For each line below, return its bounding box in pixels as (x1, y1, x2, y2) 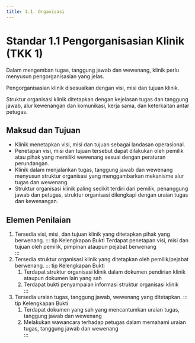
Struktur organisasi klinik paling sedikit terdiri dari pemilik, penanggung (14, 185, 188, 193)
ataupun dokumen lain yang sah (23, 275, 102, 282)
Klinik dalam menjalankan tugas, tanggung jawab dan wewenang (14, 166, 173, 174)
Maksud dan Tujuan (6, 125, 81, 135)
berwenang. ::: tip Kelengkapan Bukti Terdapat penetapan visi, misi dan (14, 237, 188, 244)
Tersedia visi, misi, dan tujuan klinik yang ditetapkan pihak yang (14, 230, 170, 238)
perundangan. (14, 160, 49, 167)
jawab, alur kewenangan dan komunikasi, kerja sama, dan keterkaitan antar (6, 102, 190, 109)
